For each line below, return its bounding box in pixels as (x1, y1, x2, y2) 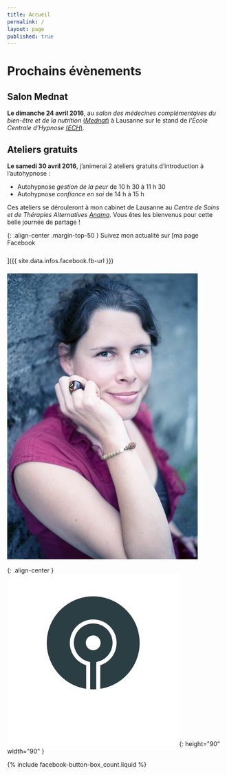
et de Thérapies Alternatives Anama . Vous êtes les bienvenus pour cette (7, 211, 213, 219)
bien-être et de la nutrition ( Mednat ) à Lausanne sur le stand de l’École (7, 116, 208, 125)
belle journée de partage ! (7, 218, 80, 227)
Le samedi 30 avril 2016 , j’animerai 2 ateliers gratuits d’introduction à (7, 162, 204, 170)
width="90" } (7, 747, 45, 756)
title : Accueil (7, 11, 51, 18)
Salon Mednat (7, 90, 68, 103)
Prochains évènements (7, 63, 142, 79)
